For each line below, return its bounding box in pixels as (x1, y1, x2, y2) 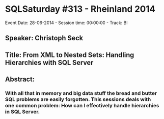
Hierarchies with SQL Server (5, 58, 94, 67)
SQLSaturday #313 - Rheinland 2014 (5, 3, 156, 15)
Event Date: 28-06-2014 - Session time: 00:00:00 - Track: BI (5, 20, 128, 26)
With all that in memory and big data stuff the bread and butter (5, 90, 157, 97)
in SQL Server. (5, 108, 40, 115)
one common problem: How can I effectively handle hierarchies (5, 102, 160, 109)
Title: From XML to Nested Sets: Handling (5, 51, 134, 59)
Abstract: (5, 75, 35, 84)
